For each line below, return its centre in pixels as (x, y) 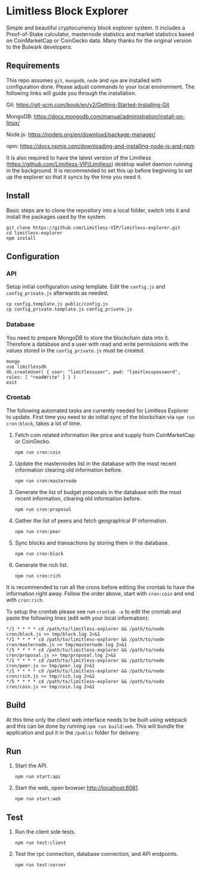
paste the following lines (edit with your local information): (78, 618)
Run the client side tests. (45, 832)
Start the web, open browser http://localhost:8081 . (77, 788)
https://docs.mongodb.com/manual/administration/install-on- (109, 116)
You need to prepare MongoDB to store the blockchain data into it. (88, 337)
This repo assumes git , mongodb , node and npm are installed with (84, 80)
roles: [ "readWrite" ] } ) (41, 377)
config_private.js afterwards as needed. (57, 293)
